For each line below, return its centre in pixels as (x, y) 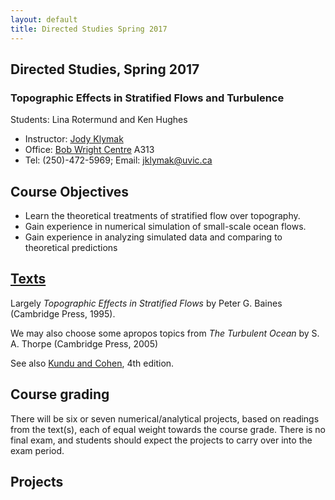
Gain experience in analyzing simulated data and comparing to (153, 237)
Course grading (60, 394)
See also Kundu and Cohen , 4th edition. (92, 363)
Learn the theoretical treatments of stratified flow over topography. (162, 215)
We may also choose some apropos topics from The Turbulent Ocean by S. (165, 333)
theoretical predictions (71, 247)
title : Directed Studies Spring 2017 (89, 29)
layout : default (44, 19)
